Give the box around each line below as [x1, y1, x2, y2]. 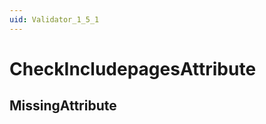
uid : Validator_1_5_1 [9, 14, 100, 25]
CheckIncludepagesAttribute [9, 57, 257, 80]
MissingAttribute [9, 97, 117, 115]
